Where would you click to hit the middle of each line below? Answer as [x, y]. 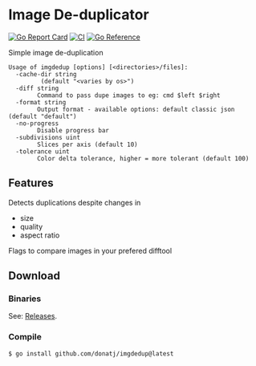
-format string [41, 102]
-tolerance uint [43, 151]
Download [34, 276]
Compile [25, 337]
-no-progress [37, 123]
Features [31, 183]
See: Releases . [33, 316]
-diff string [37, 88]
